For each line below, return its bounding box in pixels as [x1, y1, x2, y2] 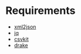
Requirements [5, 4, 76, 17]
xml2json [14, 23, 36, 30]
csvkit [14, 35, 29, 42]
